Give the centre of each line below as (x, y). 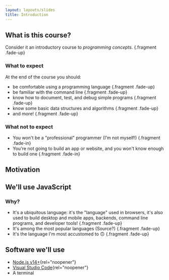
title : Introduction (27, 15)
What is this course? (38, 35)
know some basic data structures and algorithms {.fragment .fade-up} (86, 108)
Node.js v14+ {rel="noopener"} (44, 262)
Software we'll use (35, 250)
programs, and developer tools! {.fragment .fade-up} (67, 223)
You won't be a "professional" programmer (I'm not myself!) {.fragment (86, 138)
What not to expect (29, 127)
